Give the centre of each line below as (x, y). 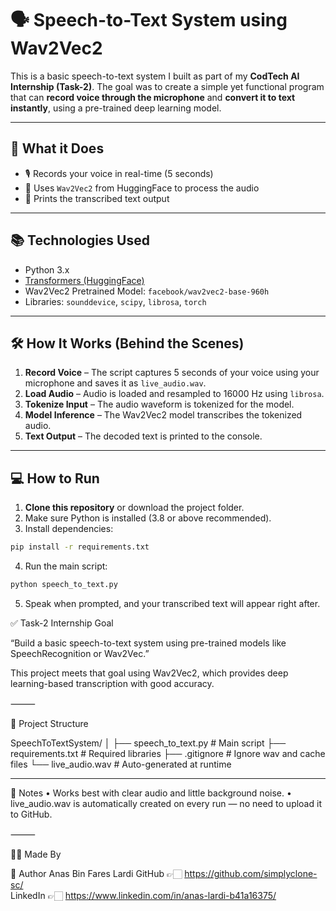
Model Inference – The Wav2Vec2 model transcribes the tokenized (163, 415)
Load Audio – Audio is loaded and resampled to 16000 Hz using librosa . (174, 394)
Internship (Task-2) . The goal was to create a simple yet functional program (167, 86)
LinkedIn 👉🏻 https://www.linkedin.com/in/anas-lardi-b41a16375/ (143, 895)
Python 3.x (47, 269)
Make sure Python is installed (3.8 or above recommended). (148, 518)
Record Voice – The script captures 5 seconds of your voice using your (172, 373)
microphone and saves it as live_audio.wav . (115, 383)
